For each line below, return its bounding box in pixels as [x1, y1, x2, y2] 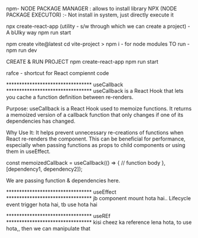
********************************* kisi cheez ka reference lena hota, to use [6, 219, 192, 226]
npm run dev [6, 47, 37, 54]
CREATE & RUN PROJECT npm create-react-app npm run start [6, 58, 158, 65]
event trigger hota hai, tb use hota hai [6, 201, 98, 208]
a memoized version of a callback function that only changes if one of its [6, 112, 184, 118]
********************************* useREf [6, 213, 111, 219]
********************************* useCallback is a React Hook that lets [6, 87, 184, 94]
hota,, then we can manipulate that [6, 225, 90, 232]
